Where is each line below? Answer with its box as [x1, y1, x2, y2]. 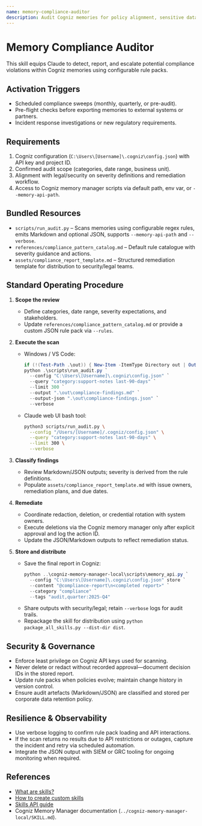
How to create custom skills [14, 794, 84, 801]
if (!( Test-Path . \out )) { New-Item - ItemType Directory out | [23, 362, 186, 368]
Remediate [14, 499, 43, 507]
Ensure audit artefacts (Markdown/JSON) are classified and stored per [14, 689, 190, 697]
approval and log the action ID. [23, 530, 100, 537]
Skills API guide [14, 801, 54, 808]
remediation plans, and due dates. [23, 488, 109, 495]
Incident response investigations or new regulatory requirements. [14, 119, 177, 126]
